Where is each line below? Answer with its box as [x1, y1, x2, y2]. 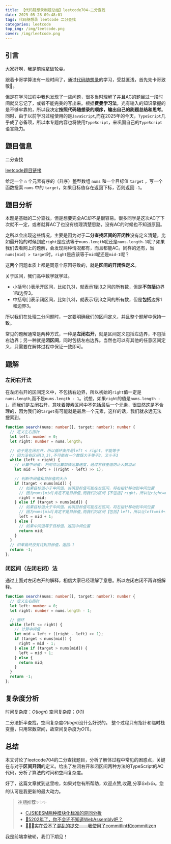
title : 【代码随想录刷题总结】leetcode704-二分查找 [5, 7, 106, 13]
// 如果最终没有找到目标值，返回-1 [10, 543, 75, 548]
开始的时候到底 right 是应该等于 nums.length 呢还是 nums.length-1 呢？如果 [14, 239, 165, 245]
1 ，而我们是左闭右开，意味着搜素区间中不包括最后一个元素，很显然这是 [5, 402, 155, 408]
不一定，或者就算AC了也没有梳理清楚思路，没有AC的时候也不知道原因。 [14, 221, 165, 228]
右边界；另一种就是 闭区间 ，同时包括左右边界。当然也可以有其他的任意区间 [5, 337, 161, 344]
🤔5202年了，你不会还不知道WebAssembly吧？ [25, 816, 123, 822]
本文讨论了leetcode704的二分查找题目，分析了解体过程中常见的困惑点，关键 [5, 756, 165, 763]
